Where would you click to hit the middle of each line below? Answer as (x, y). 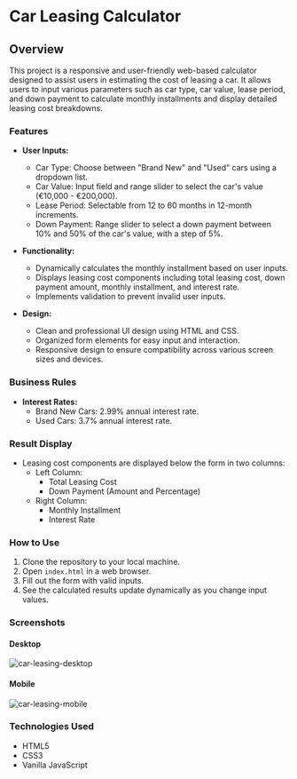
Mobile (22, 684)
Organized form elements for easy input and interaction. (138, 340)
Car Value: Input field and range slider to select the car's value (149, 187)
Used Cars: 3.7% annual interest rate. (104, 420)
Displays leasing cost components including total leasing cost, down (160, 278)
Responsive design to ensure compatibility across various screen (154, 350)
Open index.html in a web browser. (86, 571)
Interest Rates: (50, 401)
